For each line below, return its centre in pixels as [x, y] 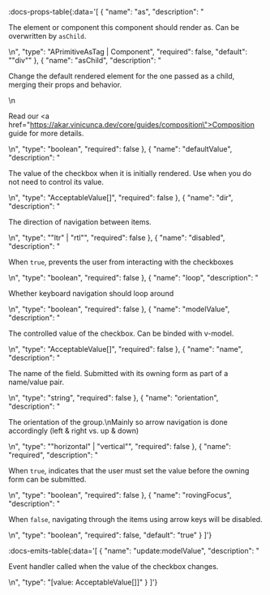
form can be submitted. [47, 479]
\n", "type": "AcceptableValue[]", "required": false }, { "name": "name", [126, 349]
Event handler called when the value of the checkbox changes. [114, 566]
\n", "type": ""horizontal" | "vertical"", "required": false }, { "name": [120, 446]
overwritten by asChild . [47, 36]
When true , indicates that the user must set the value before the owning [129, 471]
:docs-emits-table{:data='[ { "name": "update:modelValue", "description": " [134, 551]
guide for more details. [46, 133]
